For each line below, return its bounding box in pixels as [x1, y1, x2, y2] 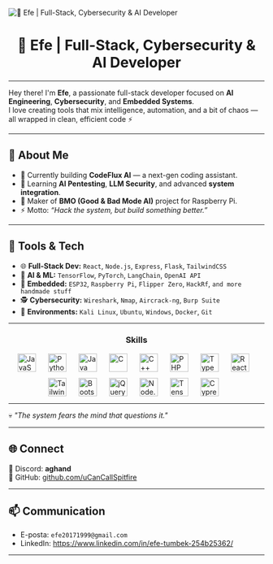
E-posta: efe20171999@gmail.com [19, 530, 128, 540]
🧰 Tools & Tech [8, 240, 84, 254]
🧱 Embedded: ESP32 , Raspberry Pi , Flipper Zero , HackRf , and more [19, 279, 242, 289]
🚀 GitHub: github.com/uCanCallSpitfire [8, 472, 137, 482]
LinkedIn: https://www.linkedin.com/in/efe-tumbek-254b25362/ [19, 539, 234, 549]
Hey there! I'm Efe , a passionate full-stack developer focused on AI [8, 88, 234, 98]
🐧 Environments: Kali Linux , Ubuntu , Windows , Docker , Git [19, 306, 213, 316]
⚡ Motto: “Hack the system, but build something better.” [19, 205, 208, 215]
